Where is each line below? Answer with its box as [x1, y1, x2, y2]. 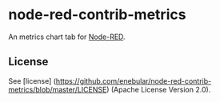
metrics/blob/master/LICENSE [8, 84, 107, 94]
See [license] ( [8, 76, 57, 85]
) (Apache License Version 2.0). [106, 84, 211, 94]
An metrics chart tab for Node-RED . [8, 32, 126, 41]
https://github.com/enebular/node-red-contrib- [55, 76, 212, 85]
